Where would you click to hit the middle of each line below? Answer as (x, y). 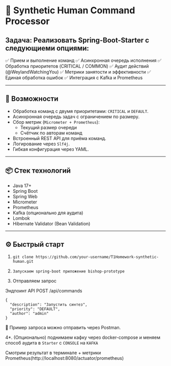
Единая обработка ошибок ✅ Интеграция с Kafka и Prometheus (74, 78)
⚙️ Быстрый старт (35, 245)
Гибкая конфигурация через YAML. (51, 149)
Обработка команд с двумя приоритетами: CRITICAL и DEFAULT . (80, 111)
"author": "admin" (30, 314)
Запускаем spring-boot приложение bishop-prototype (68, 271)
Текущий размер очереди (49, 127)
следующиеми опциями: (47, 48)
